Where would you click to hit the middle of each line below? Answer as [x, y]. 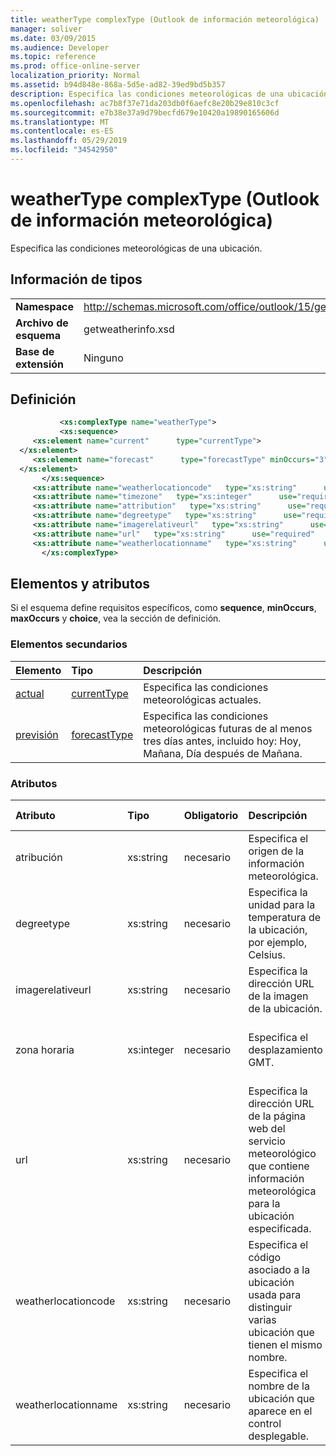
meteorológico [282, 1153]
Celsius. [267, 954]
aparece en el [280, 1411]
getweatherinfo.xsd [129, 329]
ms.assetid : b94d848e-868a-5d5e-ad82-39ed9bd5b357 [118, 85]
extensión [39, 364]
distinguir [270, 1307]
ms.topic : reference [53, 57]
